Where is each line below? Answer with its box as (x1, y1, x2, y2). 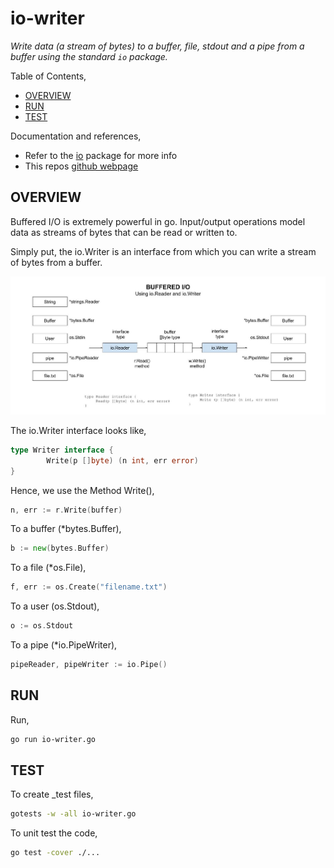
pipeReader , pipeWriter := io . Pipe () (10, 660, 168, 670)
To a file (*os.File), (10, 562, 87, 574)
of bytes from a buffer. (10, 256, 103, 268)
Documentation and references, (10, 130, 142, 142)
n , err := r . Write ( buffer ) (10, 505, 123, 515)
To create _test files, (10, 788, 94, 801)
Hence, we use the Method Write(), (10, 484, 155, 496)
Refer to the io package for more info (24, 149, 178, 161)
